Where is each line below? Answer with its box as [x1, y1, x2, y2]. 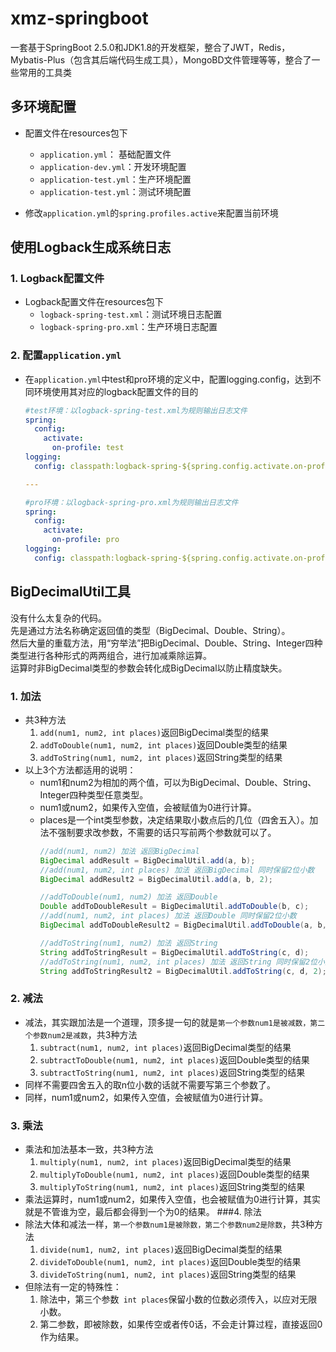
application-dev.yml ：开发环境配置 [39, 160, 187, 172]
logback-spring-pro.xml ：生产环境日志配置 [39, 321, 218, 333]
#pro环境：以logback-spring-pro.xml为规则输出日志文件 [24, 497, 239, 507]
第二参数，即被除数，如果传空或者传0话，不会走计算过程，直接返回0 [39, 1318, 323, 1331]
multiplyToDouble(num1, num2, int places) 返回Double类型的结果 [39, 1168, 310, 1181]
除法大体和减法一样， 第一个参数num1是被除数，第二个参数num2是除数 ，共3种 [24, 1218, 315, 1231]
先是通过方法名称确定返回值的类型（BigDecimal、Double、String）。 [10, 624, 291, 636]
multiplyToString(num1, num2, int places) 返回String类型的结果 [39, 1181, 306, 1193]
